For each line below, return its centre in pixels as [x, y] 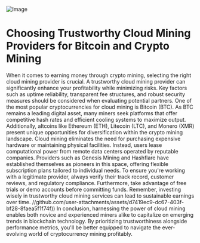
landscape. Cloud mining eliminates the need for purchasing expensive [93, 139]
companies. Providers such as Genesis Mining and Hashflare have [87, 158]
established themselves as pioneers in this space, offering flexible [87, 164]
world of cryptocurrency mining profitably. [80, 233]
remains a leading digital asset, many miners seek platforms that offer [92, 113]
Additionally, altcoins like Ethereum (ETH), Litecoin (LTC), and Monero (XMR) [100, 126]
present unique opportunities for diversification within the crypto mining [95, 132]
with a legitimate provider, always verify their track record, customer [90, 177]
